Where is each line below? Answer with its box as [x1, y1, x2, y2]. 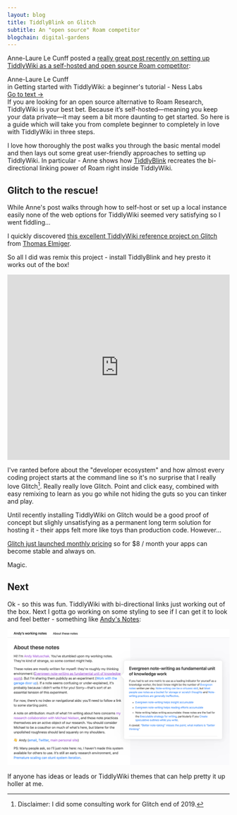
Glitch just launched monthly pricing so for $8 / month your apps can [7, 539, 208, 547]
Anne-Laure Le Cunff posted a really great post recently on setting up [7, 54, 210, 63]
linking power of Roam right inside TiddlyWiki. [39, 164, 173, 172]
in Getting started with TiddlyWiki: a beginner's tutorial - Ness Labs [7, 83, 203, 91]
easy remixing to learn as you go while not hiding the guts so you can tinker [7, 489, 227, 498]
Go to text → [7, 90, 44, 99]
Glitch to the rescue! [7, 184, 99, 196]
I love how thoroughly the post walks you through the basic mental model [7, 141, 221, 150]
